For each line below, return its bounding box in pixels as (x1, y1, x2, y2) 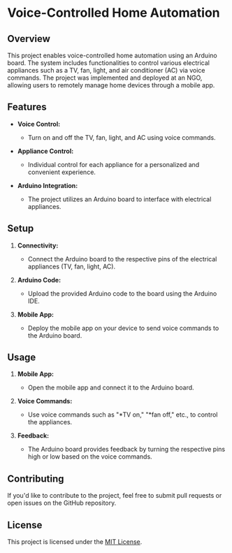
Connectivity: (17, 241, 59, 250)
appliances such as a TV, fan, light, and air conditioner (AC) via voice (7, 66, 205, 74)
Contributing (7, 473, 64, 484)
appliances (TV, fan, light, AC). (27, 262, 116, 271)
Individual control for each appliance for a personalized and (27, 160, 200, 168)
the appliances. (27, 418, 73, 426)
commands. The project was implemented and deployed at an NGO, (7, 73, 203, 82)
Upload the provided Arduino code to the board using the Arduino (27, 289, 217, 298)
